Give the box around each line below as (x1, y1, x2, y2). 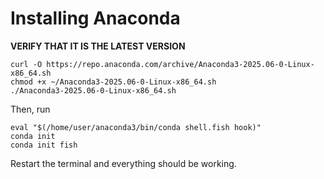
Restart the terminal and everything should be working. (10, 157, 237, 169)
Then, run (10, 103, 51, 115)
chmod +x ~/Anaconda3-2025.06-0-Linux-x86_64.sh (10, 77, 217, 87)
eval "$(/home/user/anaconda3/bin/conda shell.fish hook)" (10, 122, 262, 132)
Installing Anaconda (10, 7, 181, 30)
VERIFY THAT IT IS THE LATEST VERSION (10, 40, 186, 52)
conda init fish (10, 140, 78, 150)
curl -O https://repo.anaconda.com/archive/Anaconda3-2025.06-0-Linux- (10, 59, 315, 69)
